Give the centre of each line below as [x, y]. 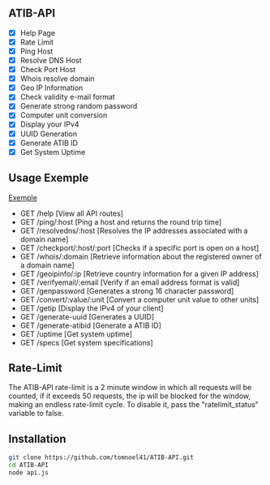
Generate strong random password [79, 106]
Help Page [37, 32]
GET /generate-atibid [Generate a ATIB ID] [91, 325]
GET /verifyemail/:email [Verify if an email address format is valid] [130, 282]
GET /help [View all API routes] [72, 213]
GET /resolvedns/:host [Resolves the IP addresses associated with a [134, 230]
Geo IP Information [51, 88]
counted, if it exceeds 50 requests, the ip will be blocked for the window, [130, 396]
